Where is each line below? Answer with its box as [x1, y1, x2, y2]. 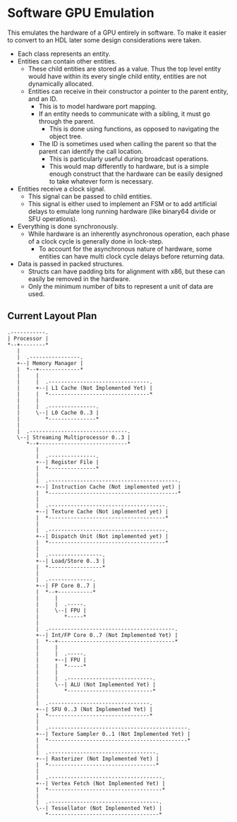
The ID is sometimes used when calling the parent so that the [38, 139, 217, 148]
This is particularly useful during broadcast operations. [49, 154, 209, 163]
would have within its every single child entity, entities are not [28, 72, 207, 81]
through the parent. [38, 117, 95, 125]
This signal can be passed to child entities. [28, 192, 152, 201]
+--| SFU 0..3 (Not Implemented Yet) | [35, 705, 153, 713]
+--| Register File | [35, 458, 99, 465]
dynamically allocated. [28, 79, 94, 88]
